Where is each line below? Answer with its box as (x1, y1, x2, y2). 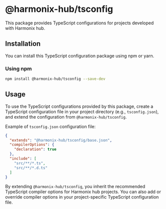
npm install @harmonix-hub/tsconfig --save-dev (5, 76, 106, 81)
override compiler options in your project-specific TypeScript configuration (5, 194, 159, 200)
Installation (5, 40, 41, 48)
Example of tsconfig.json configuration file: (5, 123, 96, 130)
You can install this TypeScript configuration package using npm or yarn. (5, 53, 155, 59)
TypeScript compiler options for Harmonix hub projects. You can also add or (5, 189, 162, 195)
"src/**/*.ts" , (14, 160, 46, 166)
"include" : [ (9, 156, 37, 161)
